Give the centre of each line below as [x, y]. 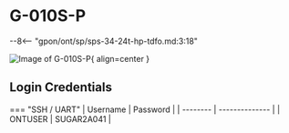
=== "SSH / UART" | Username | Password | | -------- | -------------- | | [145, 109]
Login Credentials [61, 87]
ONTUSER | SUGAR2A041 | [60, 118]
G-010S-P [48, 16]
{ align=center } [120, 58]
